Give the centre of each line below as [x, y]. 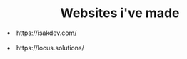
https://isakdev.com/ [47, 33]
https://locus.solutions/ [50, 48]
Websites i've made [120, 13]
